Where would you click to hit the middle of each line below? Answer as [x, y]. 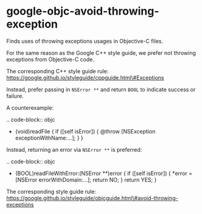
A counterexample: [30, 107]
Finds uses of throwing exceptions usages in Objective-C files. [85, 41]
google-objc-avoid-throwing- [83, 11]
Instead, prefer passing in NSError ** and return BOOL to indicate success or [101, 89]
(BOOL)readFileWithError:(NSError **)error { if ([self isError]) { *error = [104, 173]
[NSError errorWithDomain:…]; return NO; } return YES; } [86, 180]
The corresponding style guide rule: [51, 191]
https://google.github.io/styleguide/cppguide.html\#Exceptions [85, 77]
